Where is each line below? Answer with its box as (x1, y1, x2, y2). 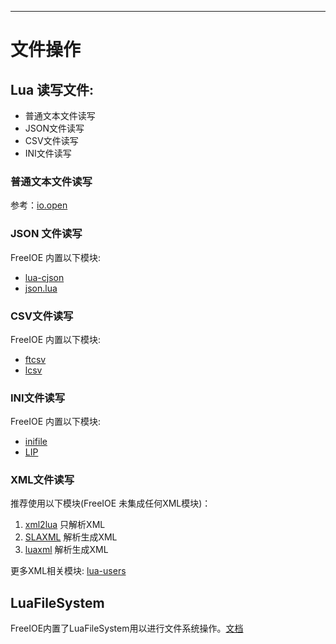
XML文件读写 (10, 473, 75, 487)
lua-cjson (24, 271, 65, 283)
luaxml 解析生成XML (24, 544, 109, 556)
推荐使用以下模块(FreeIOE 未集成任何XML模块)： (10, 497, 212, 510)
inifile (24, 436, 48, 448)
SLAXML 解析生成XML (24, 531, 118, 543)
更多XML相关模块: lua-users (10, 565, 127, 577)
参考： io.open (10, 199, 68, 211)
